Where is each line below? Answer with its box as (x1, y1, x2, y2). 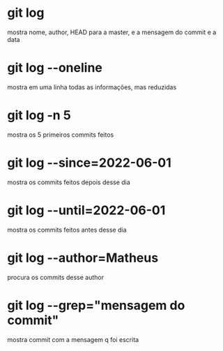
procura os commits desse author (7, 273, 105, 281)
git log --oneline (7, 60, 103, 76)
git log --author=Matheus (7, 250, 159, 266)
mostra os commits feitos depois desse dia (7, 178, 130, 186)
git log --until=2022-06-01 (7, 202, 166, 218)
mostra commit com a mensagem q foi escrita (7, 335, 139, 343)
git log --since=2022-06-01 (7, 155, 172, 170)
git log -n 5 (7, 107, 71, 124)
